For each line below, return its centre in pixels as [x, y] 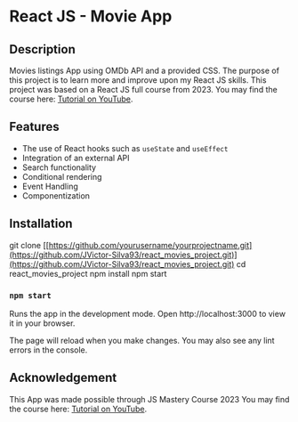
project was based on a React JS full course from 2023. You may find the [143, 89]
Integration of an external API [76, 158]
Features [34, 127]
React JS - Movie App [91, 16]
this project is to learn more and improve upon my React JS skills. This [138, 80]
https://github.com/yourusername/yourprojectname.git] [150, 245]
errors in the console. [48, 350]
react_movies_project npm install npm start [88, 273]
